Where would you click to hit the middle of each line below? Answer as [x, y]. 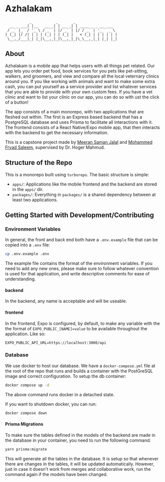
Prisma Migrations [24, 424]
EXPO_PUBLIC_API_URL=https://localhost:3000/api [56, 343]
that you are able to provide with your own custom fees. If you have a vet [79, 92]
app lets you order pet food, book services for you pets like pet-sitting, [77, 71]
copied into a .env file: [28, 245]
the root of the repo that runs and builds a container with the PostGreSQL [79, 371]
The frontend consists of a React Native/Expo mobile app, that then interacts [83, 127]
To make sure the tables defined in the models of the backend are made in [80, 435]
